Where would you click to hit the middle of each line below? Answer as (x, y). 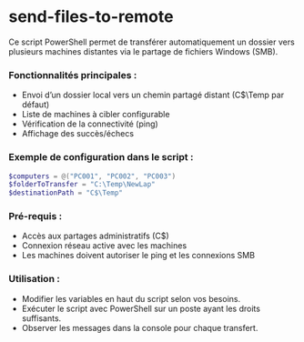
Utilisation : (34, 279)
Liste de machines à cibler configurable (96, 115)
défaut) (35, 105)
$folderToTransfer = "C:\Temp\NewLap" (82, 185)
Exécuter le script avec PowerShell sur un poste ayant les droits (141, 308)
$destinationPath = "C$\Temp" (66, 193)
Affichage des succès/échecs (77, 134)
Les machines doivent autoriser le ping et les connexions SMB (138, 256)
